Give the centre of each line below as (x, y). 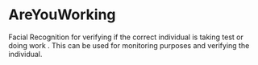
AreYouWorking (62, 15)
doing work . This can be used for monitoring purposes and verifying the (129, 45)
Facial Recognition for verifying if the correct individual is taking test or (126, 37)
